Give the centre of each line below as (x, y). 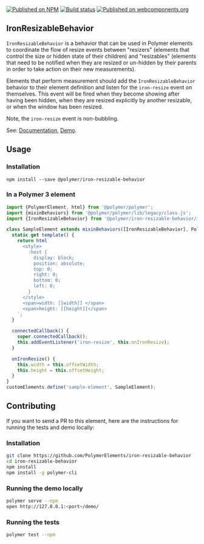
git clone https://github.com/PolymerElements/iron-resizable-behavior (99, 456)
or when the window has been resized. (55, 106)
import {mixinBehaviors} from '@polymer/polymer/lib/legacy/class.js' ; (99, 213)
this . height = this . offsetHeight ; (61, 370)
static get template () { (43, 235)
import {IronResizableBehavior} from (54, 218)
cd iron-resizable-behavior (42, 462)
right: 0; (46, 275)
